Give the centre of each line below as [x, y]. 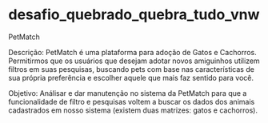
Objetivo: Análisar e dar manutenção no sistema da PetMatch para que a [128, 93]
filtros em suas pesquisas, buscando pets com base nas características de [131, 69]
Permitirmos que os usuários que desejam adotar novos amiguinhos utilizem [134, 61]
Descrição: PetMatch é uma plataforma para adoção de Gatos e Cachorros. [133, 52]
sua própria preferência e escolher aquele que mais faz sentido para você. [131, 77]
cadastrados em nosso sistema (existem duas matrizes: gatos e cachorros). [133, 110]
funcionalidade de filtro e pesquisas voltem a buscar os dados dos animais [132, 101]
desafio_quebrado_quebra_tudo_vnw [134, 15]
